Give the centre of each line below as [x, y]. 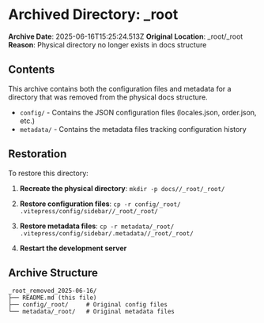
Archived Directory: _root [93, 15]
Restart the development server [73, 248]
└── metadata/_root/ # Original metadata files [92, 312]
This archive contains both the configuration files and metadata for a [120, 88]
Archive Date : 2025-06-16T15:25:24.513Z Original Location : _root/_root [126, 36]
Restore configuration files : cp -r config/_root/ [100, 204]
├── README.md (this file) [53, 298]
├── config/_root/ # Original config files [88, 305]
